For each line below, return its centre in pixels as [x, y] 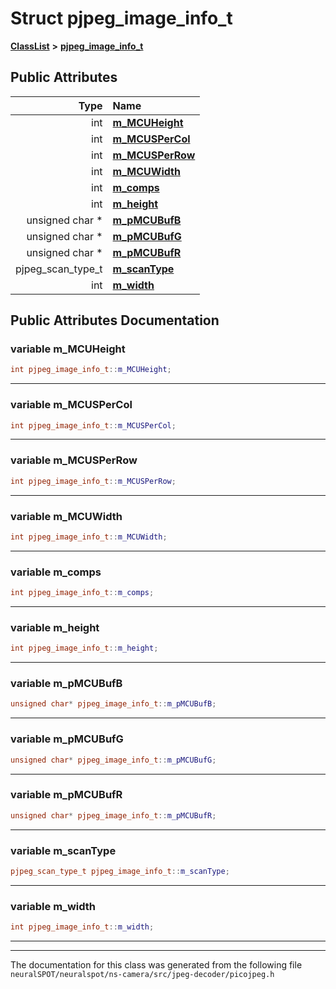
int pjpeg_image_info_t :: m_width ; [82, 927]
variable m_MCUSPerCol [71, 405]
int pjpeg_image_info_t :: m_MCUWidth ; [89, 537]
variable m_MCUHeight [68, 349]
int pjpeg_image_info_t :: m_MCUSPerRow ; [93, 481]
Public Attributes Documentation [115, 320]
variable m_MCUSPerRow [74, 460]
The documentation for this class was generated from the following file [156, 965]
